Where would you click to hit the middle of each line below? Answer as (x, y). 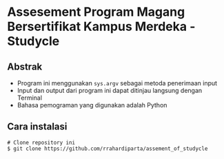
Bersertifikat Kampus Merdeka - (101, 26)
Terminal (30, 98)
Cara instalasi (37, 127)
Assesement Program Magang (96, 12)
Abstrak (25, 66)
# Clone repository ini (41, 142)
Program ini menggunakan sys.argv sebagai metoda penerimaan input (117, 83)
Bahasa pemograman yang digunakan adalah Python (92, 105)
